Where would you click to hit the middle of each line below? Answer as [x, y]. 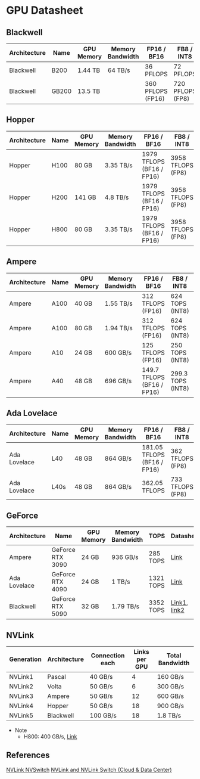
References [28, 755]
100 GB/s [103, 716]
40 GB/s [101, 677]
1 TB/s [121, 582]
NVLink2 [21, 687]
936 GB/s [125, 557]
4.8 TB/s [117, 197]
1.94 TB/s [118, 328]
